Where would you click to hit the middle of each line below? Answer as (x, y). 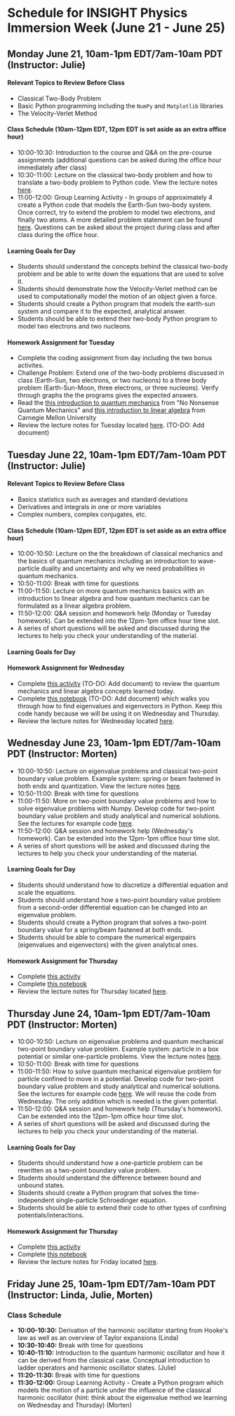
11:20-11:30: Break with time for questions (79, 1375)
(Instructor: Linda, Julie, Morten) (80, 1295)
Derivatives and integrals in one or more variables (89, 506)
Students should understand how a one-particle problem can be (110, 1163)
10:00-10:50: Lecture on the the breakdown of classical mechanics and (120, 554)
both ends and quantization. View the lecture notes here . (99, 786)
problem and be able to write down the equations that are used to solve (121, 274)
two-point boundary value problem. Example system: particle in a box (118, 1049)
